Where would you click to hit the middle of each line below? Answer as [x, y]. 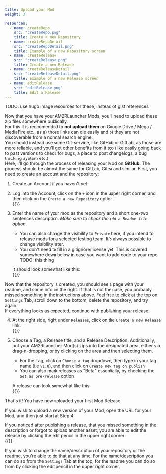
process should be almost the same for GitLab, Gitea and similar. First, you [81, 168]
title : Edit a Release [37, 92]
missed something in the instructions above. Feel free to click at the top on [81, 295]
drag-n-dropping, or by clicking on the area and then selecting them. [83, 351]
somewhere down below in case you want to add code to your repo [88, 254]
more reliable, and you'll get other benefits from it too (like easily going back [83, 148]
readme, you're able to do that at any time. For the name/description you [79, 456]
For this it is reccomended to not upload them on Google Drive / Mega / [79, 126]
